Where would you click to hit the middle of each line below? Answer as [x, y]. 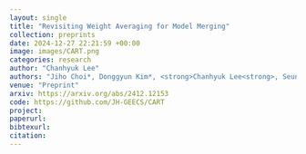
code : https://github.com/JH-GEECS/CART [87, 102]
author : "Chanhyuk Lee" [55, 69]
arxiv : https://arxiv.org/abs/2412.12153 [89, 93]
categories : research [51, 60]
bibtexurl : [30, 128]
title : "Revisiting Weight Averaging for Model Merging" [120, 26]
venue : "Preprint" [44, 85]
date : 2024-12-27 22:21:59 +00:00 [75, 43]
